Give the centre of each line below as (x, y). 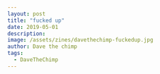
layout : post (27, 14)
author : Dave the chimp (42, 47)
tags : (15, 54)
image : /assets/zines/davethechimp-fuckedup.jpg (80, 40)
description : (27, 33)
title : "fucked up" (36, 20)
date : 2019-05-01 (33, 27)
